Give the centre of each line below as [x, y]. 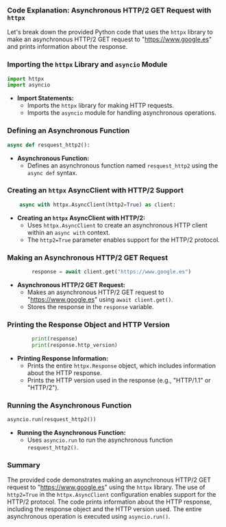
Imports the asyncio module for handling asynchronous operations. [122, 113]
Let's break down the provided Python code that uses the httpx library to [110, 32]
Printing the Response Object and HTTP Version [88, 324]
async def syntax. [52, 172]
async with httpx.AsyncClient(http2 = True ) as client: [98, 205]
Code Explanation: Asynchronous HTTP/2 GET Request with [109, 10]
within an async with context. [68, 232]
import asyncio [29, 85]
